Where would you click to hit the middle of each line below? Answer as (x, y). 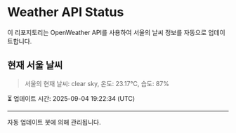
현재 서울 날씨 (35, 65)
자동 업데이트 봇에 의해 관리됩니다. (54, 122)
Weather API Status (66, 12)
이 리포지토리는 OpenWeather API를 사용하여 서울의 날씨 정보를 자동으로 (107, 32)
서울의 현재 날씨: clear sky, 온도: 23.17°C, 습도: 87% (97, 83)
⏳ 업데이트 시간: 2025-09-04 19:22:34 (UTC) (71, 98)
